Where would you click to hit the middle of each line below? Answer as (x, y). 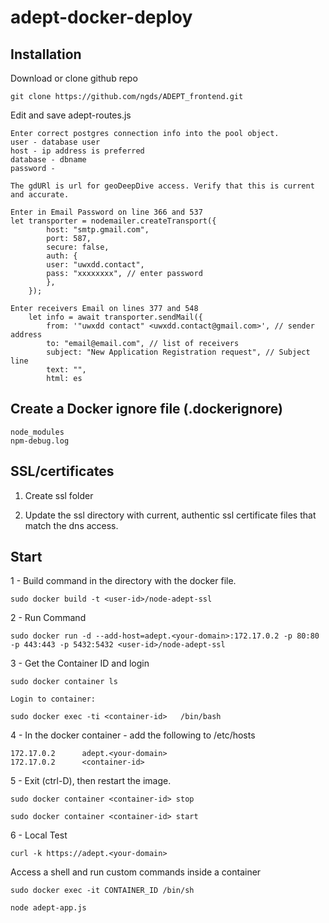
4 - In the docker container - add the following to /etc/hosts (133, 735)
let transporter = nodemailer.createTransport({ (113, 221)
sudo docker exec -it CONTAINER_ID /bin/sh (102, 891)
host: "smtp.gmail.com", (98, 230)
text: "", (66, 370)
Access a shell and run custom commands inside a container (136, 872)
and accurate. (40, 195)
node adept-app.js (48, 908)
